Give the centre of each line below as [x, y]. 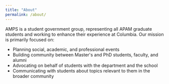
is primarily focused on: [30, 39]
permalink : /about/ [26, 15]
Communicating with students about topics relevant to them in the [81, 70]
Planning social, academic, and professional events [66, 49]
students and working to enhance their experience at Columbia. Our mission [85, 34]
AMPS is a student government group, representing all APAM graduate [79, 29]
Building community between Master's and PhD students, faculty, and [85, 55]
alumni [19, 60]
